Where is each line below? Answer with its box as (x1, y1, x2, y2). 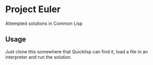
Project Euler (5, 4, 61, 15)
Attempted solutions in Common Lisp (5, 20, 83, 26)
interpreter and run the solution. (5, 54, 72, 60)
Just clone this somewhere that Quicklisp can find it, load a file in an (5, 48, 148, 54)
